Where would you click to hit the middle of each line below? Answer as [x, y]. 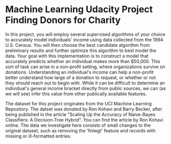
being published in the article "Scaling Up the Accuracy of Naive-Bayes [80, 114]
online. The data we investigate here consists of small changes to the [78, 125]
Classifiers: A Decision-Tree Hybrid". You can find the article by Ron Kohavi [84, 120]
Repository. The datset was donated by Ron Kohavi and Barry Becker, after [84, 109]
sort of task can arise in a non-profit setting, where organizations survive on [85, 67]
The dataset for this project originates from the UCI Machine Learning [79, 103]
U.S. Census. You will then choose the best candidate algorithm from [78, 45]
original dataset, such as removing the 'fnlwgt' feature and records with [80, 130]
